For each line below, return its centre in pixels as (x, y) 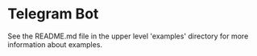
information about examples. (55, 44)
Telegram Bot (53, 14)
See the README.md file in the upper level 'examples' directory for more (128, 36)
